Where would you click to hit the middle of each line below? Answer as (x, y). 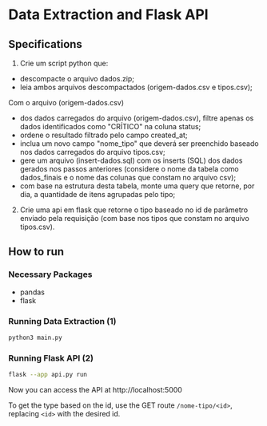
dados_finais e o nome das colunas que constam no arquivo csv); (128, 177)
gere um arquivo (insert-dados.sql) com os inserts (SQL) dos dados (131, 160)
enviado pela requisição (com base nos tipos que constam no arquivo (134, 218)
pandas (32, 292)
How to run (36, 252)
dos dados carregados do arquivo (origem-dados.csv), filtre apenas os (137, 118)
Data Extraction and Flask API (109, 15)
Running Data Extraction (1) (62, 321)
